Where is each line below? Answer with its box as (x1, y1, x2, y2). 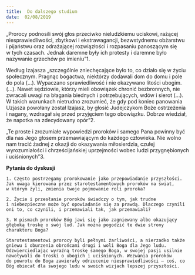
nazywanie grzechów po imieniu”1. (6, 55, 90, 62)
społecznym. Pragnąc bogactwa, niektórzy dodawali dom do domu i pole (6, 73, 183, 80)
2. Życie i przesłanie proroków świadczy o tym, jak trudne (6, 196, 157, 202)
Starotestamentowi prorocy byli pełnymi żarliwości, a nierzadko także (6, 237, 185, 243)
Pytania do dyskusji (6, 164, 56, 171)
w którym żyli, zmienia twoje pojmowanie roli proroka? (6, 186, 146, 192)
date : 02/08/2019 (6, 14, 51, 20)
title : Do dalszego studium (6, 8, 78, 15)
